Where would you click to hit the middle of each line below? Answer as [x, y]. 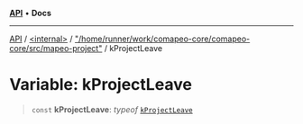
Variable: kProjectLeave [101, 85]
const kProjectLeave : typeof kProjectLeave [112, 109]
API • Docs [30, 13]
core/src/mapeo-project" [56, 48]
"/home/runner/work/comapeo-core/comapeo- [163, 39]
